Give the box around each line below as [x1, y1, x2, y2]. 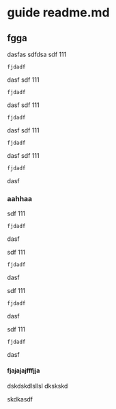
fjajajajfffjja [7, 366, 40, 375]
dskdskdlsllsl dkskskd [7, 382, 68, 390]
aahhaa [7, 194, 33, 203]
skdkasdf [7, 395, 33, 403]
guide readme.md [7, 5, 111, 21]
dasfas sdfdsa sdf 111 [7, 50, 67, 58]
